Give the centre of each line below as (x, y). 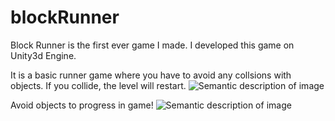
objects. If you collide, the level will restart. (98, 85)
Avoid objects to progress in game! (82, 105)
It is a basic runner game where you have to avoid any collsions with (151, 75)
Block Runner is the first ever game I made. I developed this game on (152, 45)
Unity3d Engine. (43, 55)
